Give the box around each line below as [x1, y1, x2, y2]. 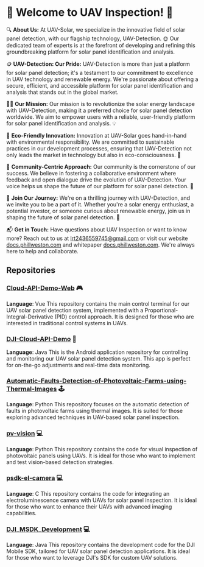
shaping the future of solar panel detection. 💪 [6, 213, 120, 221]
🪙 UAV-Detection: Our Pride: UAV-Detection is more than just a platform [6, 60, 191, 68]
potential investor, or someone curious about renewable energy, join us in [6, 207, 191, 214]
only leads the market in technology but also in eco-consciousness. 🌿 [6, 151, 181, 158]
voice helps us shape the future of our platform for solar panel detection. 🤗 [6, 182, 194, 189]
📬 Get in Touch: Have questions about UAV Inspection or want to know [6, 225, 188, 233]
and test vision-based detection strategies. [6, 458, 114, 465]
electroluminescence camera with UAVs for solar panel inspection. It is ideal [6, 496, 197, 504]
